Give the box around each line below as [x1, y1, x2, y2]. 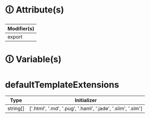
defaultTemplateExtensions [5, 79, 119, 90]
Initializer [75, 97, 97, 104]
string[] [7, 105, 25, 112]
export [7, 33, 23, 40]
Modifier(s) [7, 25, 35, 32]
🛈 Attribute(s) [5, 4, 64, 16]
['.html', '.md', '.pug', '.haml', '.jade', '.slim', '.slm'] [29, 105, 143, 112]
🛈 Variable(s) [5, 54, 62, 65]
